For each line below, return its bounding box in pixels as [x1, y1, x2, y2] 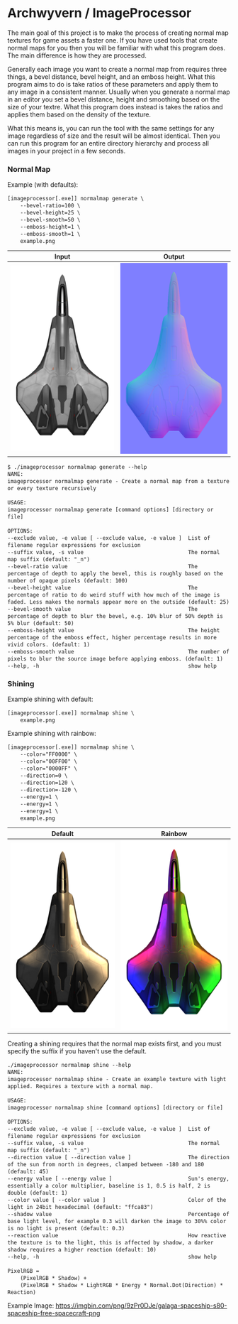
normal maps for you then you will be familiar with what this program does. [7, 43, 226, 52]
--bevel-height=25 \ [20, 210, 81, 217]
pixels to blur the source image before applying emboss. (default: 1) [7, 656, 223, 663]
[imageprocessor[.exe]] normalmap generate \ [7, 195, 144, 202]
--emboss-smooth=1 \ [20, 231, 81, 238]
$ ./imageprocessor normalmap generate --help [7, 464, 147, 471]
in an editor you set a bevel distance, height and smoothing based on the [7, 94, 220, 104]
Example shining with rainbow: [7, 729, 97, 738]
